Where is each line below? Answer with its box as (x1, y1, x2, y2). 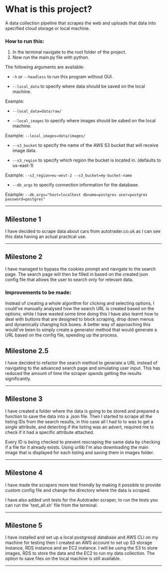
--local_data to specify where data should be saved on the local (12, 83, 145, 89)
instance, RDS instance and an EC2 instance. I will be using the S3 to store (5, 545, 158, 551)
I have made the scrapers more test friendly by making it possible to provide (5, 482, 162, 488)
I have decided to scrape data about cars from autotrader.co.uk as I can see (5, 228, 161, 234)
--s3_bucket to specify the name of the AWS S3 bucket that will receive (12, 142, 159, 148)
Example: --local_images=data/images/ (5, 133, 85, 139)
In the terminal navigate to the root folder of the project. (12, 49, 127, 55)
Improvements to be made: (5, 289, 72, 296)
